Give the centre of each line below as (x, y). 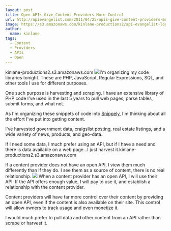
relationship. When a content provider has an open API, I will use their (81, 177)
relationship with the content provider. (45, 187)
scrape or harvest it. (26, 223)
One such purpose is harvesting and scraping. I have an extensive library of (84, 93)
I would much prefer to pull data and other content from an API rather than (83, 218)
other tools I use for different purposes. (47, 83)
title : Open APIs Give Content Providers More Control (65, 15)
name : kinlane (25, 34)
